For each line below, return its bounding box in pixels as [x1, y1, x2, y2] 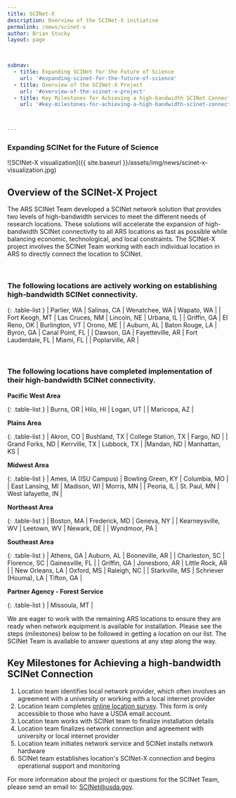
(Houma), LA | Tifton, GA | [7, 573, 83, 582]
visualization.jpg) [7, 166, 57, 174]
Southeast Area [7, 537, 54, 546]
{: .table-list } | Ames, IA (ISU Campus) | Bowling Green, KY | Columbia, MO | [7, 474, 229, 483]
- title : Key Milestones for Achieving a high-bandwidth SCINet [13, 94, 206, 102]
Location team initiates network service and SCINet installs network [17, 739, 214, 747]
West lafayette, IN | [7, 489, 63, 497]
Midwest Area [7, 461, 49, 469]
